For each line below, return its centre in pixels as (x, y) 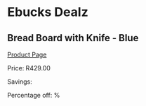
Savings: (20, 82)
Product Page (27, 54)
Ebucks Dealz (48, 12)
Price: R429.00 (29, 68)
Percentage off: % (34, 95)
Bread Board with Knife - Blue (73, 38)
